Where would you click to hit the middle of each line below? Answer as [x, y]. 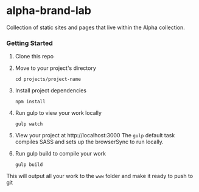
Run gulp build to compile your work [61, 154]
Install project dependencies [51, 91]
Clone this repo [34, 57]
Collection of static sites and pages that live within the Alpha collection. [96, 27]
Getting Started [30, 43]
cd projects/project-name [48, 80]
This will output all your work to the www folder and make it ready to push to [100, 176]
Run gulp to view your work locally [58, 113]
